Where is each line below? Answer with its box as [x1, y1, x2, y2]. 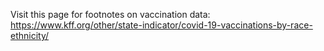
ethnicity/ [10, 30, 50, 41]
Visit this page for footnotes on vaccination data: [10, 9, 211, 20]
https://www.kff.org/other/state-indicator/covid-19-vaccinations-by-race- [10, 19, 313, 31]
